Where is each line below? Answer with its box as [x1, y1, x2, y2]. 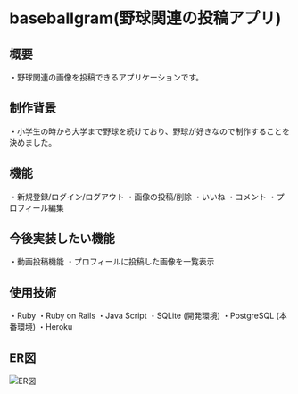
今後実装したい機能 [9, 231, 115, 247]
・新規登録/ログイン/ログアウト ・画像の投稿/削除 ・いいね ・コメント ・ [9, 191, 277, 202]
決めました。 [9, 137, 56, 147]
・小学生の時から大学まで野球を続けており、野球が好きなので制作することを [9, 126, 291, 137]
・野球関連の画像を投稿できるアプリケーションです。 [9, 72, 204, 82]
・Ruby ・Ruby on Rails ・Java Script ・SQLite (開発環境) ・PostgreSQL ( [9, 310, 279, 322]
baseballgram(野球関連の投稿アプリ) [9, 8, 282, 29]
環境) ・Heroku [16, 322, 73, 332]
